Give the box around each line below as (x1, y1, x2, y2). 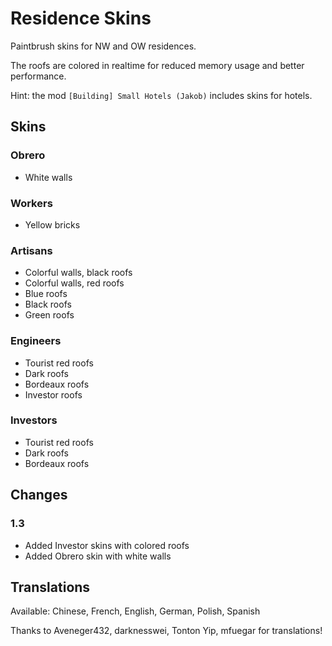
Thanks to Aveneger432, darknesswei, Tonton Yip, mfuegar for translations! (10, 625, 323, 637)
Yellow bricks (24, 218, 81, 231)
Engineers (10, 334, 62, 348)
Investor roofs (24, 388, 83, 401)
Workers (10, 196, 53, 210)
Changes (10, 487, 68, 504)
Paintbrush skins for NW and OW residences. (10, 40, 197, 52)
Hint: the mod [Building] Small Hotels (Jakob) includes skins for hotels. (10, 89, 313, 101)
